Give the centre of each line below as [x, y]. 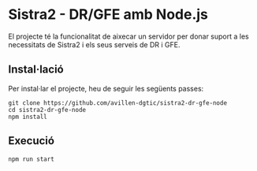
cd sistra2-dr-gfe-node [47, 110]
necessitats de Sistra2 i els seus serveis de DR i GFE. [94, 44]
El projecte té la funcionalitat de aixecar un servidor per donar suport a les [129, 36]
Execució [32, 141]
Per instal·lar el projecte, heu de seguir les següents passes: [106, 88]
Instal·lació [36, 70]
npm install [28, 117]
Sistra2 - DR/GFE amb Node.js [108, 15]
